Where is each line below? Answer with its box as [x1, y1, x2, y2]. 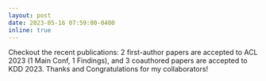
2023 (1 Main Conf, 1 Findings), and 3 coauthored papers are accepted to [8, 56, 248, 65]
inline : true [8, 26, 52, 34]
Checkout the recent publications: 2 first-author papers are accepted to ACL [8, 48, 258, 57]
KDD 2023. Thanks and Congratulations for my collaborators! [8, 64, 209, 74]
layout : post [8, 11, 52, 20]
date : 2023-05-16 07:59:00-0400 [8, 19, 115, 27]
